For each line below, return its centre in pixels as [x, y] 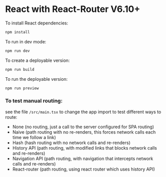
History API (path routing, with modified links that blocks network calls [84, 148]
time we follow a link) [34, 137]
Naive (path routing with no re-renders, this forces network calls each [84, 132]
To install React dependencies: [37, 23]
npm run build [20, 69]
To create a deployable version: [37, 60]
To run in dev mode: [26, 41]
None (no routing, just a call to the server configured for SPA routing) [83, 127]
